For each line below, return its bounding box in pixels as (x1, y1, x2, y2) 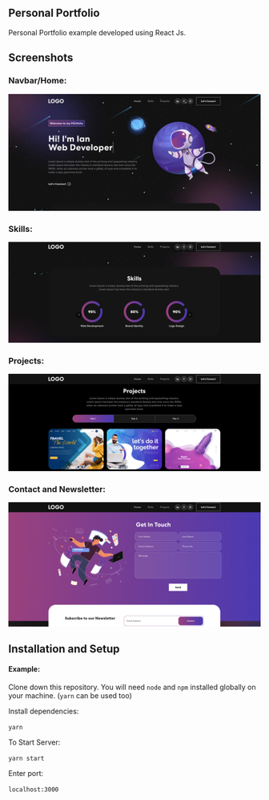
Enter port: (8, 769, 44, 778)
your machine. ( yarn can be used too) (8, 691, 132, 701)
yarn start (8, 754, 45, 763)
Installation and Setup (8, 642, 120, 656)
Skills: (8, 223, 34, 234)
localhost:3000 (8, 786, 59, 794)
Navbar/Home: (8, 75, 67, 87)
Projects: (8, 355, 45, 366)
